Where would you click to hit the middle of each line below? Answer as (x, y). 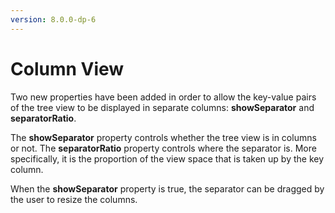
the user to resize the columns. (74, 199)
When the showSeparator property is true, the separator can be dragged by (167, 188)
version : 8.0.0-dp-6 (53, 19)
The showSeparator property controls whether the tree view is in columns (163, 137)
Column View (67, 68)
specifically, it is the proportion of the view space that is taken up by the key (167, 158)
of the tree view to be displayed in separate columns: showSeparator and (162, 107)
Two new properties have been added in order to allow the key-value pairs (163, 97)
